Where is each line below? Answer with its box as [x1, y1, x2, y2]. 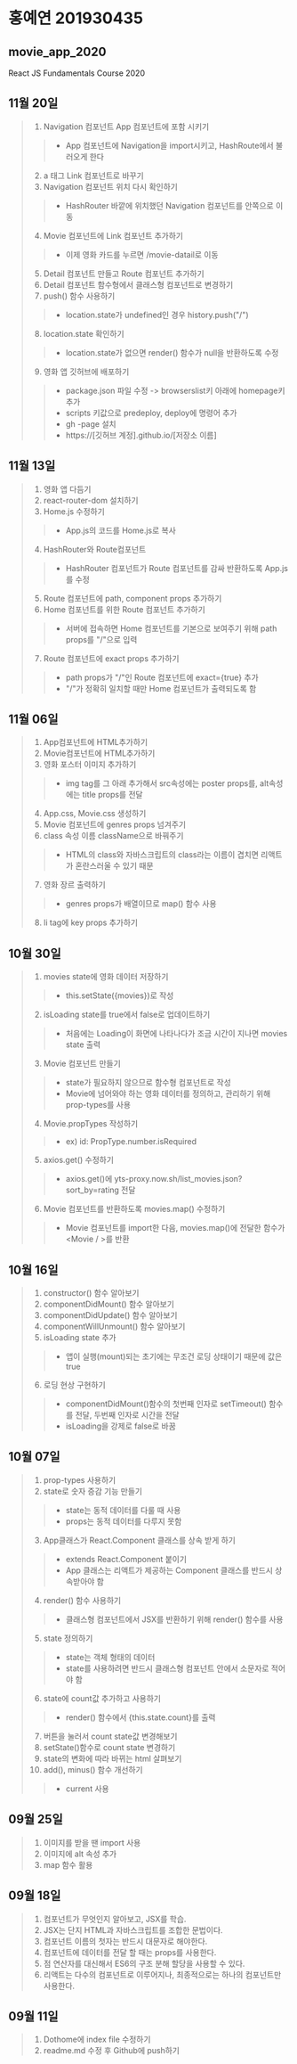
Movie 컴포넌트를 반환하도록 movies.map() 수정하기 [43, 1204, 226, 1215]
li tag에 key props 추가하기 [43, 917, 139, 928]
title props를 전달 [82, 790, 143, 800]
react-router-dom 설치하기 [43, 495, 139, 505]
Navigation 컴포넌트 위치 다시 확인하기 [43, 181, 179, 192]
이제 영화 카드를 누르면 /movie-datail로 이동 [65, 249, 219, 259]
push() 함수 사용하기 [43, 291, 116, 301]
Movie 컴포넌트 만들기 [43, 1058, 121, 1069]
